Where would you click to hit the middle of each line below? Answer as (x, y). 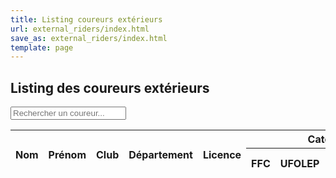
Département (160, 154)
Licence (222, 154)
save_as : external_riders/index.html (89, 38)
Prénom (67, 154)
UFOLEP (299, 164)
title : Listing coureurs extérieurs (86, 19)
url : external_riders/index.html (80, 29)
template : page (42, 47)
